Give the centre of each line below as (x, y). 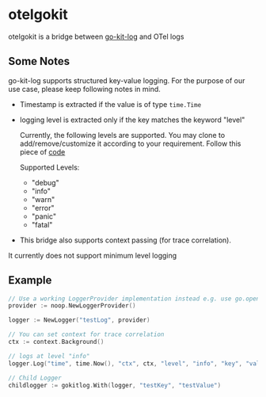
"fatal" (42, 224)
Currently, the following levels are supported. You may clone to (122, 135)
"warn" (43, 199)
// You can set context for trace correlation (86, 334)
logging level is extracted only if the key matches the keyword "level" (132, 120)
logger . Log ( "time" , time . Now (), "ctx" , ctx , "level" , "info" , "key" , (125, 363)
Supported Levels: (49, 167)
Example (30, 280)
